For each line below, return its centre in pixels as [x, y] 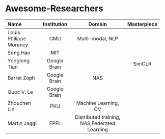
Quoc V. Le [20, 92]
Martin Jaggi [22, 123]
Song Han [19, 53]
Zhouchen [19, 103]
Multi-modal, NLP [98, 38]
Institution [55, 24]
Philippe [17, 38]
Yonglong [19, 60]
